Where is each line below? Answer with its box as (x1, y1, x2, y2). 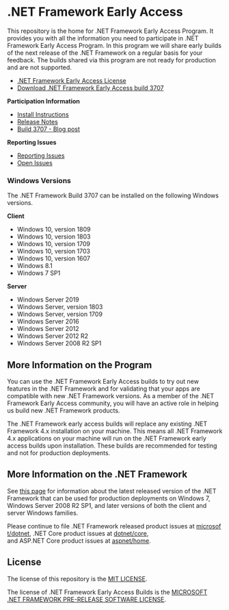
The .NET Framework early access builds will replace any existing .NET (7, 419, 207, 428)
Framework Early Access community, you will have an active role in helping (7, 399, 219, 408)
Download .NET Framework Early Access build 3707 (16, 84, 164, 92)
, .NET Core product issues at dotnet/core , (29, 529, 149, 537)
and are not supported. (7, 63, 72, 71)
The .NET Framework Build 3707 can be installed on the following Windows (7, 191, 219, 199)
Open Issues (16, 158, 53, 167)
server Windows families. (7, 509, 79, 517)
